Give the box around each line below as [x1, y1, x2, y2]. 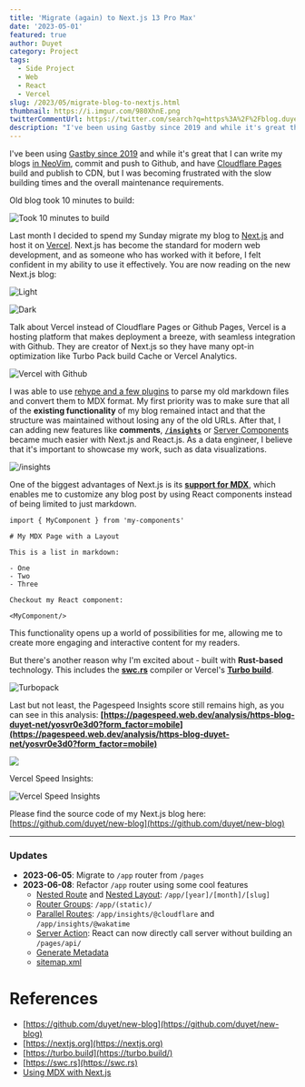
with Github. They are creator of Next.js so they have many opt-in [9, 341, 254, 351]
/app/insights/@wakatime [35, 920, 131, 929]
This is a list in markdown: [9, 548, 120, 557]
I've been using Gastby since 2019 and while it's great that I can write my [9, 148, 283, 159]
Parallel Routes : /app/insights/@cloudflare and [35, 909, 215, 920]
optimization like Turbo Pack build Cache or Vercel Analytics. [9, 351, 238, 361]
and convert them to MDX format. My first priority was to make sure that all [9, 396, 290, 406]
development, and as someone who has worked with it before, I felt [9, 249, 261, 260]
